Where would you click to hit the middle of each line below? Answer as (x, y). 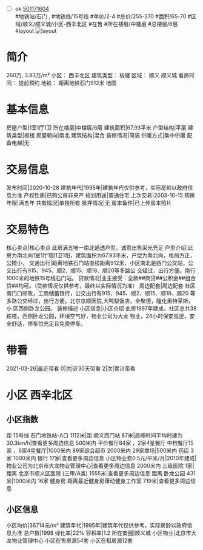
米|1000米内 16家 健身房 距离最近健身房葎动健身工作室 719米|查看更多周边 (98, 481)
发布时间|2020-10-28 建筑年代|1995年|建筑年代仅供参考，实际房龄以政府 (97, 187)
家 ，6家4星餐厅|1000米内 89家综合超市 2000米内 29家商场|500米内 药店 (98, 450)
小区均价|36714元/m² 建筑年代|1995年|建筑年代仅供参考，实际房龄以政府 (97, 525)
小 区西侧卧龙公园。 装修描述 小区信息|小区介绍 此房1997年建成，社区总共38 (101, 308)
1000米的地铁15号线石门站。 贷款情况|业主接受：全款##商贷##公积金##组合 (101, 278)
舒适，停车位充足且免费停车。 (48, 323)
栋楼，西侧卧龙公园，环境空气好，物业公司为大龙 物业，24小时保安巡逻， (98, 316)
